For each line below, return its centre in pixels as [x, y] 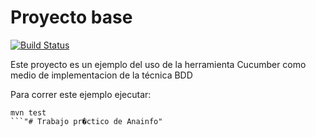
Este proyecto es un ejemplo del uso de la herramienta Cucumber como [158, 64]
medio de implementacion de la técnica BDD [101, 75]
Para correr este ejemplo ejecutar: [81, 94]
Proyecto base [71, 17]
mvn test [28, 112]
